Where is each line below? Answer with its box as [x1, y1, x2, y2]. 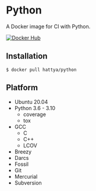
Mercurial [14, 173, 38, 180]
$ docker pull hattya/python [6, 67, 77, 73]
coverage [23, 111, 47, 118]
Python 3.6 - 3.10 [14, 104, 55, 111]
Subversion [14, 179, 42, 186]
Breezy [14, 148, 32, 155]
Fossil [14, 161, 29, 168]
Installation [6, 51, 48, 62]
